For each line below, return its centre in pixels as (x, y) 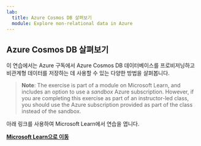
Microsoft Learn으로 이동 (38, 137)
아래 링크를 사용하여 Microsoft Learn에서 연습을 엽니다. (73, 124)
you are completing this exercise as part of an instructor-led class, (105, 98)
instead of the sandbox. (51, 111)
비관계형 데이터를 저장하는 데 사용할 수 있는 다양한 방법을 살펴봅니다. (88, 73)
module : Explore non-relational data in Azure (72, 23)
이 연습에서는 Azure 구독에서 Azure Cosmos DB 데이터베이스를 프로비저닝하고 (100, 65)
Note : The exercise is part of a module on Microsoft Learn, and (101, 86)
